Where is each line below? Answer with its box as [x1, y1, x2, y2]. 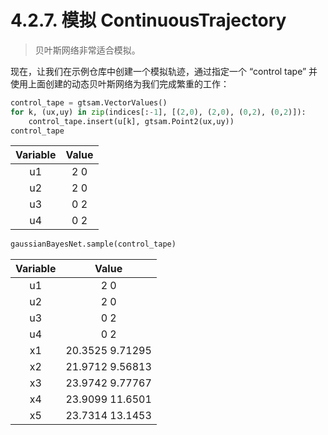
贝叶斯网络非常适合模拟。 [34, 44, 141, 56]
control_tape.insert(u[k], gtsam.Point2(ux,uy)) [28, 116, 235, 126]
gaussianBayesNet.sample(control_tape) [10, 239, 177, 250]
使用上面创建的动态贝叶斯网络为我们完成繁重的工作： [10, 77, 230, 90]
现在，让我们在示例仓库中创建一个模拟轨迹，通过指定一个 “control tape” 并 [10, 65, 318, 77]
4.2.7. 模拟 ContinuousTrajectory [10, 9, 287, 32]
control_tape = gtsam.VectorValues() [10, 97, 168, 108]
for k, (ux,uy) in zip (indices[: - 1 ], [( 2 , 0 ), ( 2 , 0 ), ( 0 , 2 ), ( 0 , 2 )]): [10, 107, 307, 117]
